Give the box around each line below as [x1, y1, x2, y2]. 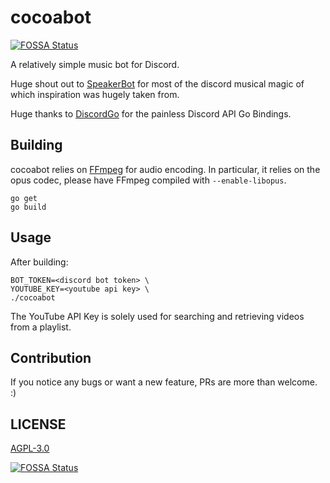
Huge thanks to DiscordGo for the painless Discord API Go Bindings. [10, 107, 292, 120]
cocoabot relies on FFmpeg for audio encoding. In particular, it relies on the [10, 163, 321, 175]
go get [10, 193, 38, 203]
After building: [10, 256, 69, 268]
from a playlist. [10, 321, 72, 333]
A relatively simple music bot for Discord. [10, 58, 180, 70]
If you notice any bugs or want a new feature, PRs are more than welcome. [10, 376, 318, 388]
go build [10, 202, 47, 212]
